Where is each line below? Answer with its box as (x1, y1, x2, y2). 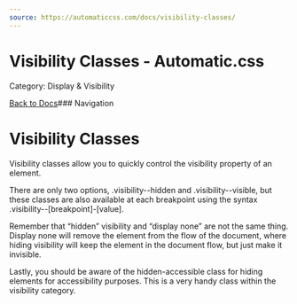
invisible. (9, 249, 42, 260)
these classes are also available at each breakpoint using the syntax (9, 194, 258, 205)
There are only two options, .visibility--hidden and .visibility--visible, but (9, 184, 272, 195)
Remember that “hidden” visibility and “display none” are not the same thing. (9, 221, 289, 231)
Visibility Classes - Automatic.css (9, 51, 264, 71)
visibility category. (9, 285, 76, 295)
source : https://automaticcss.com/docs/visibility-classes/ (9, 12, 237, 22)
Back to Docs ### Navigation (9, 97, 114, 108)
